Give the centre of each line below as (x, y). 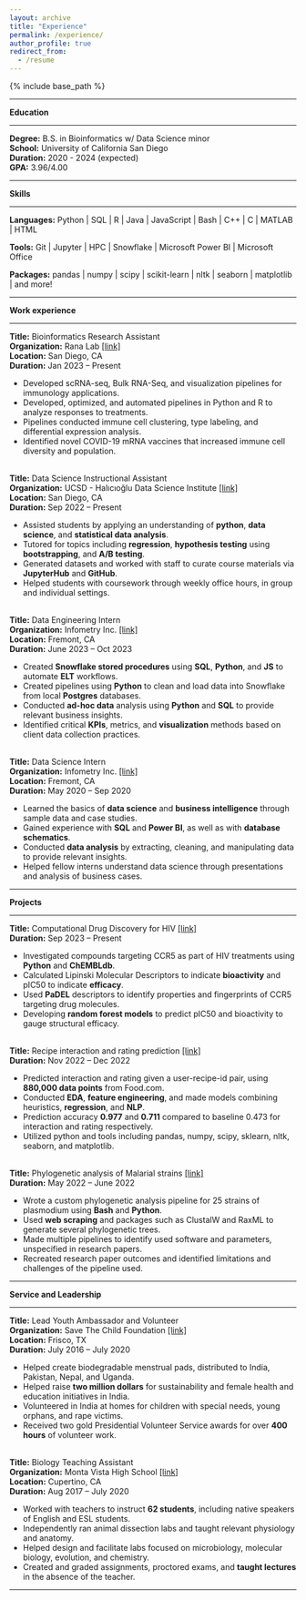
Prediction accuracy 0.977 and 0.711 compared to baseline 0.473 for (151, 1117)
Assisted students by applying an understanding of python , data (144, 525)
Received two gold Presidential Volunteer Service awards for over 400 (155, 1425)
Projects (26, 902)
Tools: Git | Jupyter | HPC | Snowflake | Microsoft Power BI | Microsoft (142, 247)
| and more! (31, 284)
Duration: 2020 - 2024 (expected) (74, 158)
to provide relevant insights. (75, 856)
